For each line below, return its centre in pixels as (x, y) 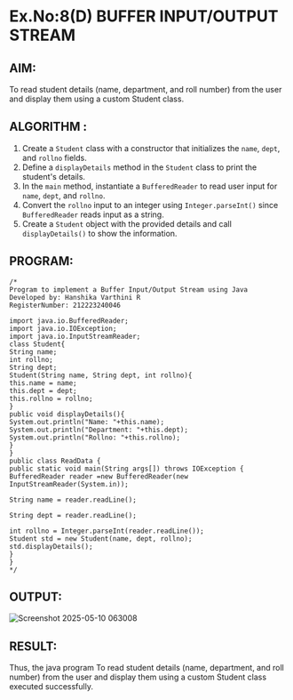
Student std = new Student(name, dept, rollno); (101, 539)
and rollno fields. (54, 157)
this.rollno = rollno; (51, 398)
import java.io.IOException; (63, 328)
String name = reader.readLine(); (73, 500)
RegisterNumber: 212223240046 (65, 305)
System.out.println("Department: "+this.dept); (99, 430)
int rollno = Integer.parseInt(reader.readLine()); (107, 531)
